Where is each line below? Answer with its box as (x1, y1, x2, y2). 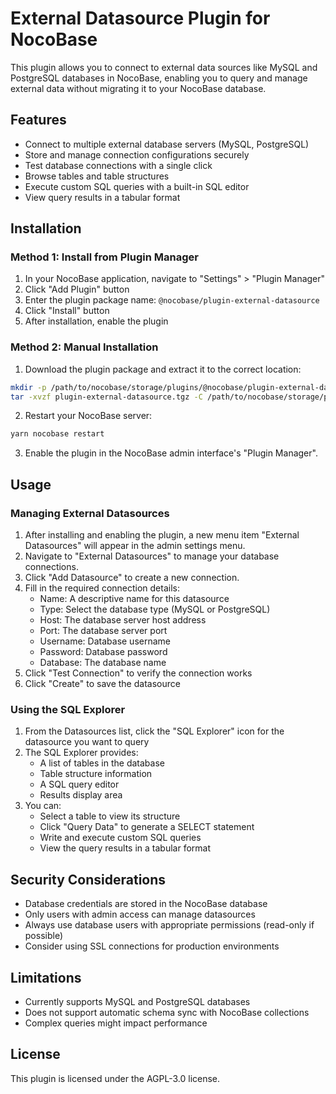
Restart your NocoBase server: (24, 410, 153, 422)
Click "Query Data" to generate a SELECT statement (39, 821, 255, 833)
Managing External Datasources (10, 506, 170, 520)
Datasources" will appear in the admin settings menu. (24, 540, 246, 552)
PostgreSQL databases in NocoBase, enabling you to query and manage (10, 72, 308, 84)
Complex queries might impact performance (24, 1017, 208, 1029)
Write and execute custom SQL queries (39, 832, 202, 844)
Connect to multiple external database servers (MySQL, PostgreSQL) (24, 138, 310, 150)
